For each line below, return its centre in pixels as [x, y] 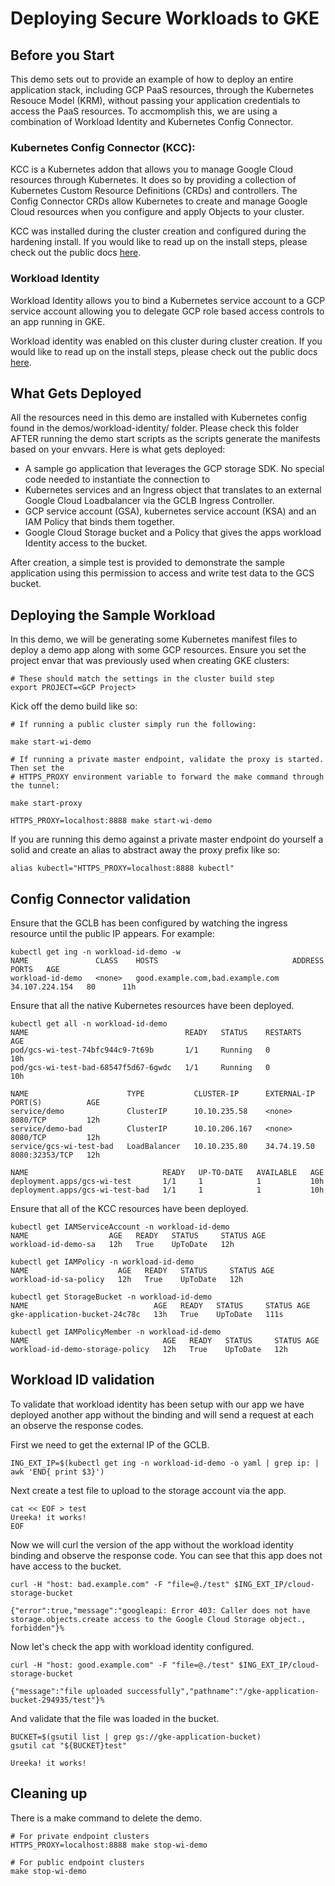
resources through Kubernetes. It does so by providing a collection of [153, 180]
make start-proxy [46, 803]
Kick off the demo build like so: [74, 706]
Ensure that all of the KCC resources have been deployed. [129, 1209]
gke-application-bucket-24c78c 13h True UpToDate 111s [147, 1315]
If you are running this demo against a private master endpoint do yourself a [167, 839]
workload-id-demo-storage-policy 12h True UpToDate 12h [149, 1350]
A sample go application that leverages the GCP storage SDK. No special [174, 469]
